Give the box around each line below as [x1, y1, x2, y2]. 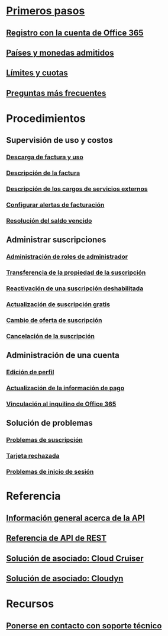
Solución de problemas [6, 418, 93, 428]
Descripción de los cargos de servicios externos [6, 185, 148, 193]
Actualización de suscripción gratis [6, 300, 111, 309]
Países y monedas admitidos [6, 47, 114, 57]
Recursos [6, 597, 54, 611]
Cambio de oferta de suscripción [6, 316, 102, 324]
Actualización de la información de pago [6, 384, 125, 392]
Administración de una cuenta [6, 351, 119, 361]
